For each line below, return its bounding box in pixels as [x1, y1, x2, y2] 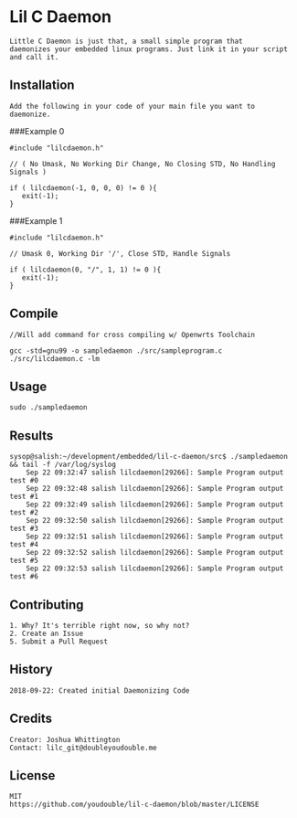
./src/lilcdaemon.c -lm [9, 354, 101, 363]
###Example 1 [9, 215, 63, 226]
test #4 [9, 540, 39, 549]
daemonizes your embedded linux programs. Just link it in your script [9, 44, 288, 54]
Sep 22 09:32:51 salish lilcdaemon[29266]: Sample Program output [26, 532, 284, 541]
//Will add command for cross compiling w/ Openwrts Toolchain [9, 330, 256, 339]
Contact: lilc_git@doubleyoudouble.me [9, 743, 157, 752]
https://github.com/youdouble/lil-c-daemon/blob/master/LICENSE [9, 800, 260, 810]
